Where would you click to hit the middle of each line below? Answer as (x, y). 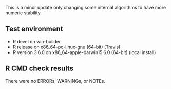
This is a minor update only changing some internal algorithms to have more (86, 7)
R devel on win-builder (37, 41)
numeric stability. (24, 13)
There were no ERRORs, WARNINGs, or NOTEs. (55, 81)
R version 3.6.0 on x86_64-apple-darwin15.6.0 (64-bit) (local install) (84, 52)
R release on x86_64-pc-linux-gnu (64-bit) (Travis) (66, 47)
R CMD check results (40, 69)
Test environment (34, 29)
